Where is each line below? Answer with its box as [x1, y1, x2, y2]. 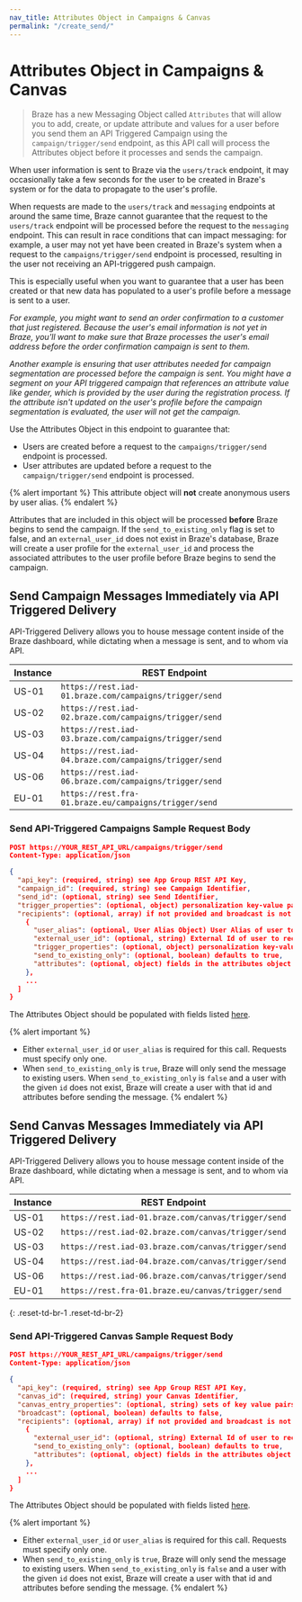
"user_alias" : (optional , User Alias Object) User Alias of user [32, 926, 283, 935]
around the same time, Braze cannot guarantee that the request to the [9, 210, 268, 221]
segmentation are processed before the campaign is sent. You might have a [9, 368, 292, 379]
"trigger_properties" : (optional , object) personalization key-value [17, 900, 283, 909]
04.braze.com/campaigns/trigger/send [60, 755, 222, 765]
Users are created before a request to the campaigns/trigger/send [22, 442, 267, 452]
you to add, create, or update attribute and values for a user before [31, 119, 280, 130]
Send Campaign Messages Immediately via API [9, 588, 280, 604]
